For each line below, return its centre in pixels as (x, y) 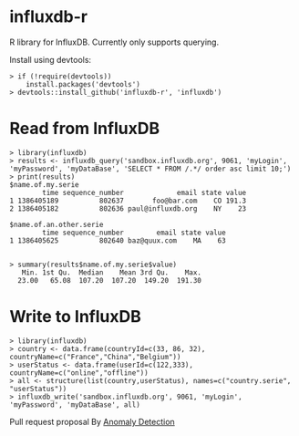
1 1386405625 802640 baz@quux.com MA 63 (118, 240)
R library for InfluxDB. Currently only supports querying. (114, 42)
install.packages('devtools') (83, 84)
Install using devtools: (51, 59)
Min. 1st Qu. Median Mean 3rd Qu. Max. (112, 272)
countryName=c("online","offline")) (79, 373)
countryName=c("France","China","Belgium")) (95, 357)
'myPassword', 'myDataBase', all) (75, 405)
